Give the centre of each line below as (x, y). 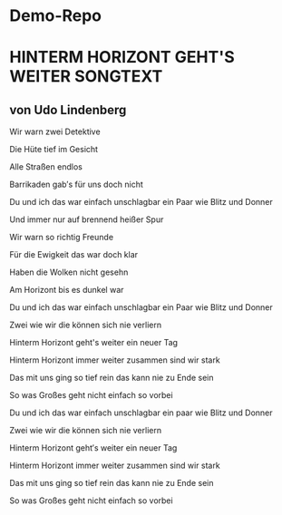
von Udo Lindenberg (68, 110)
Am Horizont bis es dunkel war (67, 290)
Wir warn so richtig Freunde (62, 238)
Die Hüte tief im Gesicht (53, 150)
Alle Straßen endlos (46, 167)
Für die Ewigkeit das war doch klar (74, 255)
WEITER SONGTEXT (86, 77)
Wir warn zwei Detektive (55, 131)
